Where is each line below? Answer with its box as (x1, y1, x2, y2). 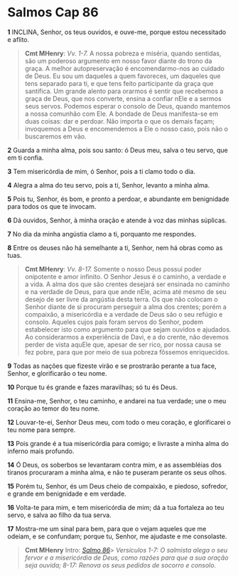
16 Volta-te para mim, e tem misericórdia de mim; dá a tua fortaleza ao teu (7, 503, 225, 511)
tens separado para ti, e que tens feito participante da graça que (24, 79, 214, 87)
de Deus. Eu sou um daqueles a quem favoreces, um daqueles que (24, 72, 221, 80)
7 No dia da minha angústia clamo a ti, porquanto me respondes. (7, 229, 197, 238)
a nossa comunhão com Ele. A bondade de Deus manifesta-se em (24, 109, 219, 118)
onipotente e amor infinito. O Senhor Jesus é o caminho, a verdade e (24, 272, 227, 281)
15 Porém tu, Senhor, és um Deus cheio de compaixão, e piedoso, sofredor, (7, 482, 229, 490)
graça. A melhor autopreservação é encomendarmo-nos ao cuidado (24, 64, 225, 72)
